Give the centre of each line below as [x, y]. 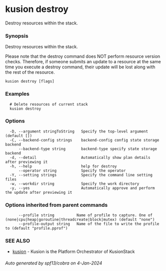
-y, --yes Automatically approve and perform [82, 188]
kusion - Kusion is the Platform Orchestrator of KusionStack [74, 252]
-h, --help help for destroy [63, 166]
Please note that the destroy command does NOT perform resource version [83, 56]
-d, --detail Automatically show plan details [80, 157]
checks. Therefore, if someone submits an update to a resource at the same [83, 62]
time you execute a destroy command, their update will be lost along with [80, 67]
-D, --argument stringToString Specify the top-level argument [79, 131]
